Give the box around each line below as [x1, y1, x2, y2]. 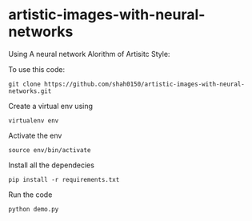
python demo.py [8, 205, 59, 213]
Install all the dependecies [8, 160, 94, 170]
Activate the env [8, 131, 62, 140]
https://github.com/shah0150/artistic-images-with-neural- [43, 80, 246, 88]
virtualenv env [8, 116, 59, 125]
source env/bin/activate [8, 146, 91, 154]
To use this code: [8, 64, 66, 74]
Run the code [8, 190, 53, 199]
